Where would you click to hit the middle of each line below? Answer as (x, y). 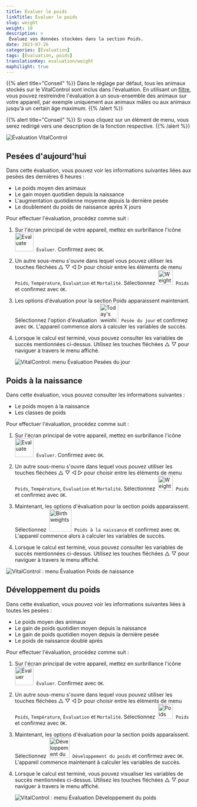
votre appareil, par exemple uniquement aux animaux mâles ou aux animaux (98, 102)
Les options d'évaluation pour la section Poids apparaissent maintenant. (102, 301)
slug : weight (22, 22)
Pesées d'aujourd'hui (46, 156)
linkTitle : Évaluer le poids (42, 17)
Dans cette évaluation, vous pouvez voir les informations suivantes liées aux (99, 170)
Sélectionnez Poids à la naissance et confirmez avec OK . (98, 530)
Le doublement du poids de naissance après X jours (78, 207)
